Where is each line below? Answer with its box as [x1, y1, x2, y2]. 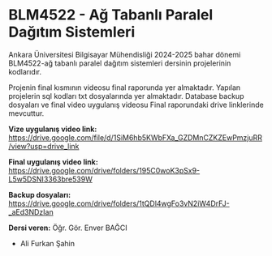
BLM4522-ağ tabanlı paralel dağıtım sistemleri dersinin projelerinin [8, 58, 231, 68]
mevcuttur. [8, 108, 45, 118]
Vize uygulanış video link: [8, 124, 97, 134]
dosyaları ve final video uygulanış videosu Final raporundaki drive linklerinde [8, 100, 264, 109]
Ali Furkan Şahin [19, 238, 76, 248]
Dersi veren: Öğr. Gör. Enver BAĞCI [8, 223, 127, 233]
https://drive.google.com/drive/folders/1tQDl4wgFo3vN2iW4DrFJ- [8, 198, 230, 208]
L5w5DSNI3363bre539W [8, 174, 93, 184]
